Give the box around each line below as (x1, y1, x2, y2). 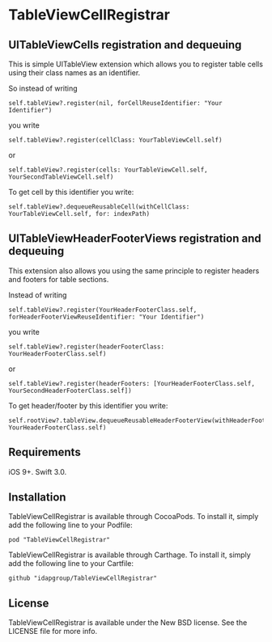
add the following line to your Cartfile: (8, 559, 134, 568)
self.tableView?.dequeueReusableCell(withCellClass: (8, 203, 190, 211)
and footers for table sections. (8, 274, 109, 284)
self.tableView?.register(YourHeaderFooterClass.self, (8, 306, 198, 314)
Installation (8, 491, 66, 505)
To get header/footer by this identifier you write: (8, 400, 168, 410)
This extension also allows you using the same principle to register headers (8, 265, 260, 276)
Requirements (8, 446, 81, 459)
